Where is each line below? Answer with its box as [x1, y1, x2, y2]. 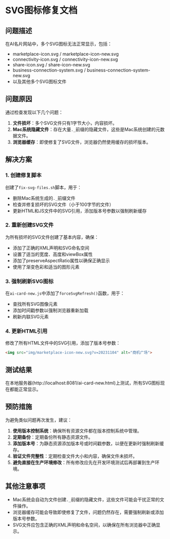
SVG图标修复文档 [5, 5, 78, 16]
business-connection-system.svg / [12, 67, 86, 73]
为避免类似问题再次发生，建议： [5, 417, 72, 423]
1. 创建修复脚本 [5, 172, 42, 179]
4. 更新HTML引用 [5, 328, 48, 335]
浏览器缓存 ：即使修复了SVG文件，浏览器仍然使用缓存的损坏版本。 [12, 139, 151, 145]
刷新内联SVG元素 [12, 314, 49, 320]
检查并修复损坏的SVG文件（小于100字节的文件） [12, 201, 114, 207]
